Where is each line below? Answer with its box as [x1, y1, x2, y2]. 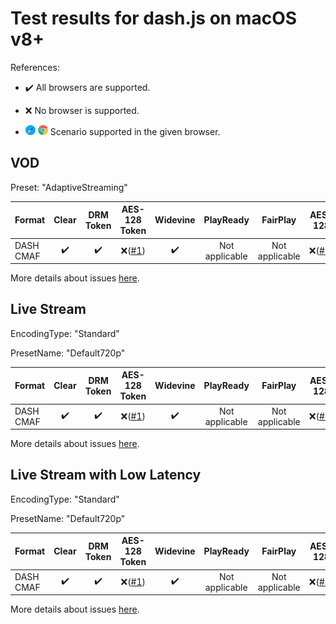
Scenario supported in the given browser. [49, 125, 221, 137]
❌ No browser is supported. [24, 104, 140, 116]
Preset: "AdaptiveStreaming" [10, 181, 128, 193]
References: [10, 61, 60, 73]
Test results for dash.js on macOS [10, 7, 298, 30]
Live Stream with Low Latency [10, 467, 202, 484]
